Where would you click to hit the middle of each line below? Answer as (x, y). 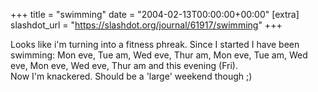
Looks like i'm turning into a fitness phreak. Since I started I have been (155, 44)
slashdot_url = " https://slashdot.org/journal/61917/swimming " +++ (146, 25)
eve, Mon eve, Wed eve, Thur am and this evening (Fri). (124, 65)
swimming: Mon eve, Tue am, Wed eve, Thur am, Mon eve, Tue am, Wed (159, 55)
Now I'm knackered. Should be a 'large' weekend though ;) (131, 76)
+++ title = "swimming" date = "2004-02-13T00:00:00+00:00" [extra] (155, 14)
